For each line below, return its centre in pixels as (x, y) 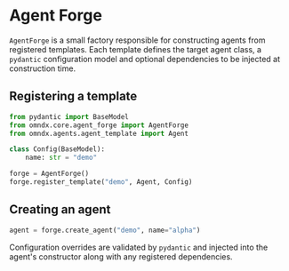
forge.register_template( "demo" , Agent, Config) (101, 182)
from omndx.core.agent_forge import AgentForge (99, 125)
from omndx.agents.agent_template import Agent (99, 133)
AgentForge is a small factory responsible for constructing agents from (137, 40)
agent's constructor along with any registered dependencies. (121, 256)
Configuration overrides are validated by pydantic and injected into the (139, 247)
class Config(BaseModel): (57, 149)
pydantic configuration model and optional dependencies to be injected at (145, 59)
